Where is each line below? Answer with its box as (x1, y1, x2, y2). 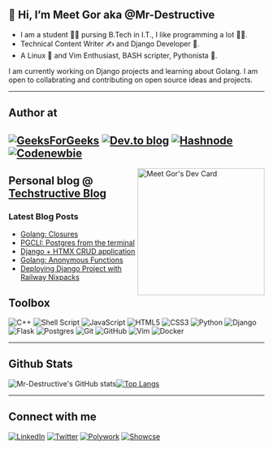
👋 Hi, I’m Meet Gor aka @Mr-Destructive (8, 8, 215, 22)
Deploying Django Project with (19, 264, 122, 274)
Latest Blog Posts (8, 210, 79, 222)
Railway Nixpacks (19, 273, 80, 283)
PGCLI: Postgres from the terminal (19, 238, 136, 248)
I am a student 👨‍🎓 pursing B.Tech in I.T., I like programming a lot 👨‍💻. (19, 29, 248, 39)
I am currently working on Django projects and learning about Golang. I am (8, 66, 258, 76)
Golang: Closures (19, 229, 79, 240)
